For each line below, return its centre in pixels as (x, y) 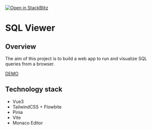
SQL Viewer (30, 28)
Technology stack (34, 90)
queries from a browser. (30, 64)
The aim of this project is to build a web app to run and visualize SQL (76, 58)
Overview (21, 46)
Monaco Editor (28, 122)
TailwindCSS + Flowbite (37, 107)
